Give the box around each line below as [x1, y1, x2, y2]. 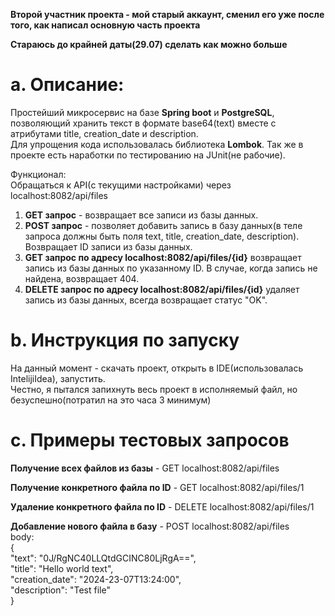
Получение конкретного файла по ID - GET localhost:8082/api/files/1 [10, 481, 305, 493]
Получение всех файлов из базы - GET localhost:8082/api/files [10, 462, 280, 474]
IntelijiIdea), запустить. [10, 372, 106, 384]
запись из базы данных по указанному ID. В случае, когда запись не [24, 262, 318, 274]
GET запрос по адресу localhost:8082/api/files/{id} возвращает [24, 251, 302, 263]
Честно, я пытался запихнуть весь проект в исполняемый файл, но [10, 383, 298, 395]
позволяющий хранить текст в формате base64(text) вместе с [10, 117, 277, 129]
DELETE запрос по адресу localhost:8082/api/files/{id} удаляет [24, 283, 300, 295]
